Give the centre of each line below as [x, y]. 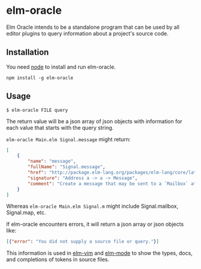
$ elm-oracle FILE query [37, 110]
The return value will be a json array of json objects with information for [94, 121]
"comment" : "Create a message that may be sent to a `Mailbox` [108, 184]
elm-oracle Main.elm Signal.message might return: [68, 139]
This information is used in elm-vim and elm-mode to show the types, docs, [99, 253]
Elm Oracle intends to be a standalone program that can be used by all [93, 27]
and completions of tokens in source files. [58, 259]
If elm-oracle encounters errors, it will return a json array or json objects [95, 224]
